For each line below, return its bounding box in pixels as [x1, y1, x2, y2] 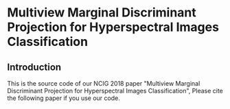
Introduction [7, 61, 62, 73]
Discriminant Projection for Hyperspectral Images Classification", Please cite [7, 87, 223, 95]
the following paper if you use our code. [7, 94, 120, 102]
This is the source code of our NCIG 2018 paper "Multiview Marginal [7, 80, 200, 87]
